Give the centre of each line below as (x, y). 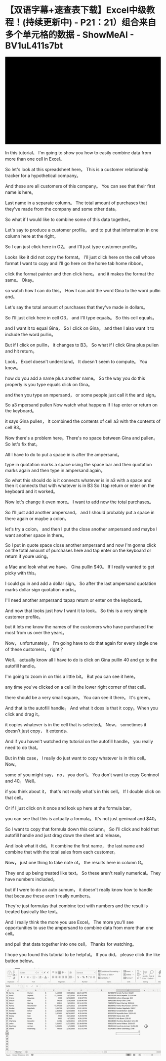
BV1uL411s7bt (34, 46)
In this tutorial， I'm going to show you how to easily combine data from (78, 153)
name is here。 (21, 192)
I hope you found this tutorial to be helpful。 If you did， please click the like (83, 955)
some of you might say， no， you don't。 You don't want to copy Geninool (82, 775)
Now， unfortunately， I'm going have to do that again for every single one (82, 643)
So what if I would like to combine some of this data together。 (69, 220)
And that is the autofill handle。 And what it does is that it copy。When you (82, 708)
